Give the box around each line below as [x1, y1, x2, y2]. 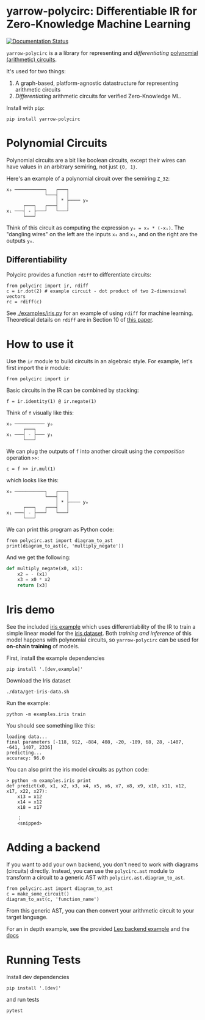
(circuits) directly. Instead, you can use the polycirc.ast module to [6, 867, 174, 874]
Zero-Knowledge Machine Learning [6, 17, 191, 31]
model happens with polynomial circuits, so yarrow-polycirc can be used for [6, 636, 199, 643]
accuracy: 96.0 [6, 755, 45, 761]
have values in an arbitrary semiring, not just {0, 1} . [6, 163, 138, 170]
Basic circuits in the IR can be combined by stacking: [6, 386, 139, 394]
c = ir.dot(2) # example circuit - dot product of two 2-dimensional [6, 288, 187, 294]
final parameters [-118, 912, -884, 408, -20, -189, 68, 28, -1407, [6, 739, 184, 745]
